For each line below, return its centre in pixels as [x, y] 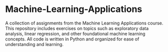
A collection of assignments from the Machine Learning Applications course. [84, 23]
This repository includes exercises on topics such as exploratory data [77, 28]
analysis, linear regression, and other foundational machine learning [75, 33]
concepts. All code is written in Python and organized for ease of [72, 39]
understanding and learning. [34, 44]
